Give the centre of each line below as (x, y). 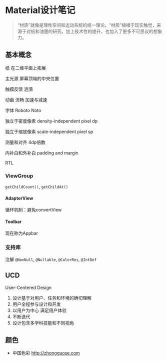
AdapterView (19, 198)
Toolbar (13, 221)
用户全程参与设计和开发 (36, 304)
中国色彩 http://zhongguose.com (46, 353)
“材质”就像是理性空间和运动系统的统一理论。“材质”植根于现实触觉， (87, 25)
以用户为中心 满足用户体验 (39, 310)
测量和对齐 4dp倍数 (25, 142)
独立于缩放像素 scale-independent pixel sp (49, 131)
